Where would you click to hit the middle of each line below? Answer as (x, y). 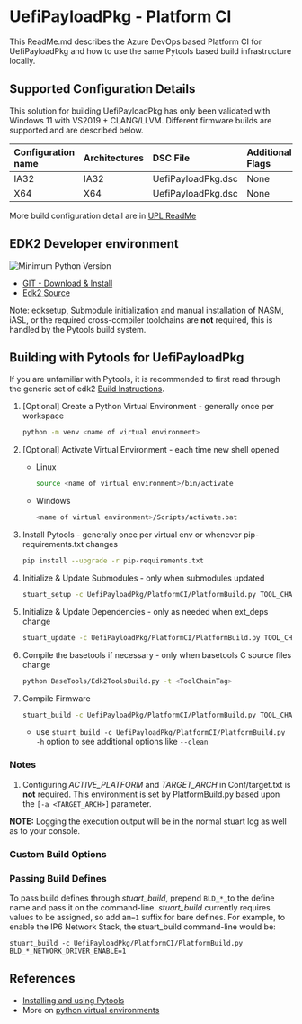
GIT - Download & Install (67, 283)
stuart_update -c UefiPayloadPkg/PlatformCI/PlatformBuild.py (141, 637)
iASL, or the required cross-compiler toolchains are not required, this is (141, 320)
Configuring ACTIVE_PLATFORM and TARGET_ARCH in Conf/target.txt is (156, 784)
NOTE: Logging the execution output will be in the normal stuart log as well (148, 821)
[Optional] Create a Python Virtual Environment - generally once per (148, 407)
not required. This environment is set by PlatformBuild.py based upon (151, 794)
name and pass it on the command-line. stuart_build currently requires (140, 907)
